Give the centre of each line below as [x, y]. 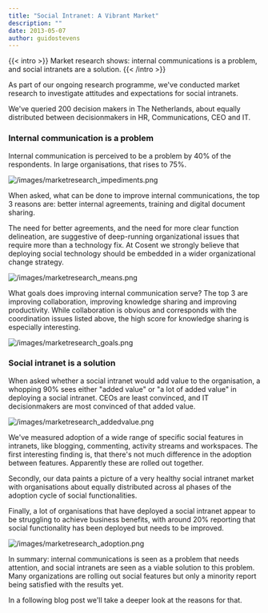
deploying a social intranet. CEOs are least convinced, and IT [109, 397]
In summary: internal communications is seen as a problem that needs [124, 559]
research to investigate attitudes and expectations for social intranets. [123, 94]
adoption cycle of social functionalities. [73, 495]
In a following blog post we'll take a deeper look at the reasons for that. [125, 600]
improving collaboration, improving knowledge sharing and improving [123, 301]
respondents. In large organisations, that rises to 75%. [97, 164]
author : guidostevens [44, 38]
